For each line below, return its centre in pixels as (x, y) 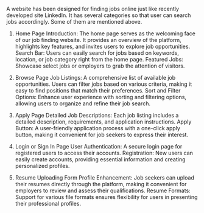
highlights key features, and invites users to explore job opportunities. (103, 46)
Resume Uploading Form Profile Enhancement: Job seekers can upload (105, 178)
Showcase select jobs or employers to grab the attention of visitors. (100, 66)
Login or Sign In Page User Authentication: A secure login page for (99, 146)
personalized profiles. (42, 166)
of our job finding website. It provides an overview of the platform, (98, 40)
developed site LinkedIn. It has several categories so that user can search (99, 15)
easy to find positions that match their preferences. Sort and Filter (98, 90)
